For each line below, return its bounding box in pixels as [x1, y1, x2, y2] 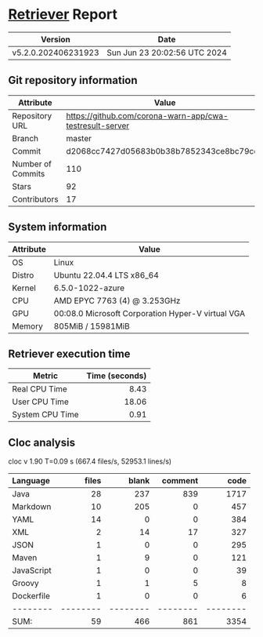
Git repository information [8, 74, 139, 87]
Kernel [12, 282, 37, 293]
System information [8, 220, 107, 234]
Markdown [12, 501, 52, 512]
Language [12, 475, 51, 486]
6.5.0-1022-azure [53, 282, 125, 293]
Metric [32, 370, 59, 381]
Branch [12, 133, 39, 144]
